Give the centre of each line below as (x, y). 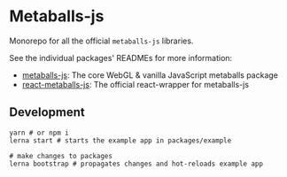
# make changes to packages (61, 156)
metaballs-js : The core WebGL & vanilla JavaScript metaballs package (150, 75)
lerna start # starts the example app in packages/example (120, 140)
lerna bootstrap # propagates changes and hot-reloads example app (136, 164)
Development (47, 112)
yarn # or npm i (39, 133)
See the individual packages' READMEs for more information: (121, 58)
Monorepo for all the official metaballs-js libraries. (101, 41)
